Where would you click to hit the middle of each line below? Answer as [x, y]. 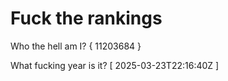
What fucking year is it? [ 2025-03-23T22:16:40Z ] [115, 65]
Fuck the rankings [86, 18]
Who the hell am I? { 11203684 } [76, 46]
